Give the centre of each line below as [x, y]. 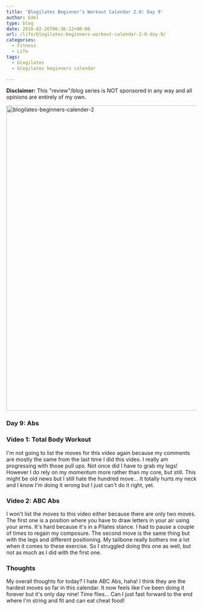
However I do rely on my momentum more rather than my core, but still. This [101, 472]
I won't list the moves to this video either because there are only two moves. [101, 514]
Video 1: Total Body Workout [49, 440]
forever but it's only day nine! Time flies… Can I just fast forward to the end [99, 594]
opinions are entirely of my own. [46, 97]
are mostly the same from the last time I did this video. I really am [87, 459]
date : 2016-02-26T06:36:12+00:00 [48, 29]
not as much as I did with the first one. [54, 552]
